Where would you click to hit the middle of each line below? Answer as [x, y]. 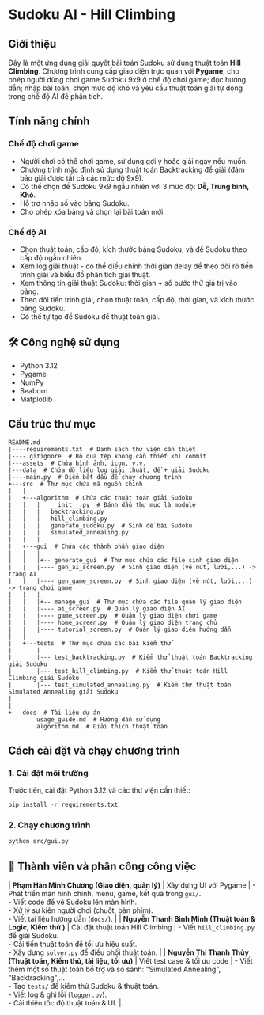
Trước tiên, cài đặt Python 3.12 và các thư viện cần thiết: [100, 790]
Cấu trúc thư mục [52, 424]
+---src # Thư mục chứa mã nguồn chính [76, 484]
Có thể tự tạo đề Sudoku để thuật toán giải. [90, 316]
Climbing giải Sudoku [44, 678]
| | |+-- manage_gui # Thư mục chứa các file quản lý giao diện [125, 602]
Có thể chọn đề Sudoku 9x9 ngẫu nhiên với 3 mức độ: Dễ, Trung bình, [134, 186]
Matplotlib [36, 399]
